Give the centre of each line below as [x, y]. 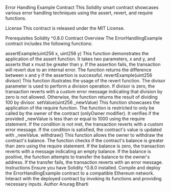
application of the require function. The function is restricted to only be [80, 108]
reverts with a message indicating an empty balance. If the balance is [78, 151]
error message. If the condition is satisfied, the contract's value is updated [83, 130]
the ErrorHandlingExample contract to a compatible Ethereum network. [80, 173]
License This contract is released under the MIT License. [65, 28]
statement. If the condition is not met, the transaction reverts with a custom [84, 124]
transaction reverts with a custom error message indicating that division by [84, 91]
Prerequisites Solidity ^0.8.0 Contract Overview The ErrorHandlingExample [84, 38]
